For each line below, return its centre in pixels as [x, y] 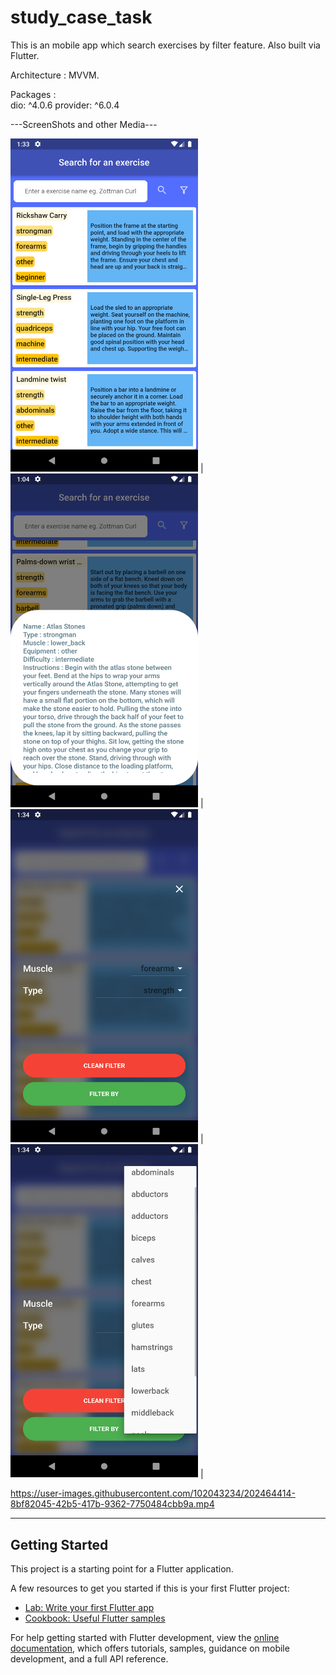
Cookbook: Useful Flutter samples [95, 1618]
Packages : [33, 94]
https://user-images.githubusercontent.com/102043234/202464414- [153, 1493]
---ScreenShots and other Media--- [84, 124]
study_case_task [81, 17]
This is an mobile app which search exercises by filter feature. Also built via [165, 45]
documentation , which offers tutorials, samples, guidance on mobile [150, 1648]
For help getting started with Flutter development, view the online [145, 1638]
